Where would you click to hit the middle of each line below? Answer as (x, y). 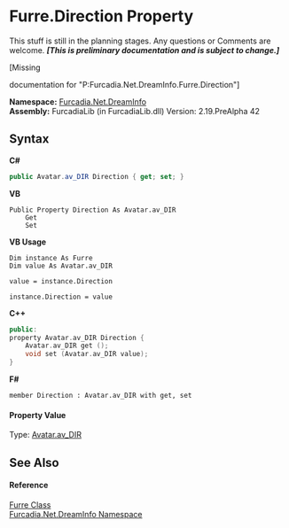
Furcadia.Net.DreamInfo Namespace (76, 514)
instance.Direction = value (61, 297)
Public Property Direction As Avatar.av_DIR (93, 210)
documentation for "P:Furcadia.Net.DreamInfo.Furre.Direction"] (125, 84)
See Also (34, 462)
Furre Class (30, 505)
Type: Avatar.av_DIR (46, 435)
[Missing (25, 67)
